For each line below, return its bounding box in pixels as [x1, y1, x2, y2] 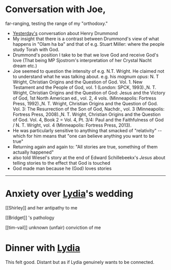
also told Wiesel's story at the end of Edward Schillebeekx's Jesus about [12, 154, 165, 161]
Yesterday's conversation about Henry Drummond [12, 30, 118, 36]
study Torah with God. [12, 46, 60, 52]
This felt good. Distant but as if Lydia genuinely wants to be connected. [5, 259, 155, 265]
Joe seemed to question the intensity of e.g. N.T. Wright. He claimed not [12, 68, 164, 74]
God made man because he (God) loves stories [12, 165, 112, 171]
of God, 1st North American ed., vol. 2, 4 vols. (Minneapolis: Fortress [12, 95, 157, 101]
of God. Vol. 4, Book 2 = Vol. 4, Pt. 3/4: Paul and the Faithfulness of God [12, 116, 164, 123]
